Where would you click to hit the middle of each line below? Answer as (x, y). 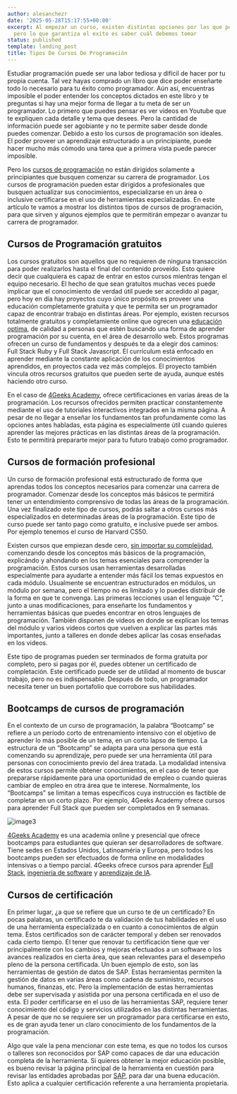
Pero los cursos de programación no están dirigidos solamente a (101, 169)
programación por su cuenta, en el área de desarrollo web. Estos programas (118, 336)
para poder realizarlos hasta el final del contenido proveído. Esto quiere (111, 268)
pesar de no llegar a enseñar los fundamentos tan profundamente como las (117, 417)
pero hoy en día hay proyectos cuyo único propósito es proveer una (106, 299)
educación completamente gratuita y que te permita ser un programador (113, 306)
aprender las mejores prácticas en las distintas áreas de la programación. (114, 432)
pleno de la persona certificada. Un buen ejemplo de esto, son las (103, 965)
